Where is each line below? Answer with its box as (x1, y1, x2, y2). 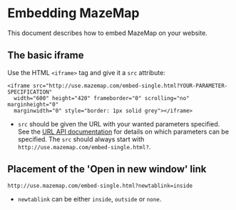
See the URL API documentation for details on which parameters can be (17, 127, 230, 136)
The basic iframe (7, 49, 84, 61)
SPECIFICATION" (7, 88, 53, 96)
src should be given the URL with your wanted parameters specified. (17, 119, 220, 128)
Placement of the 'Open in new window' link (7, 163, 207, 176)
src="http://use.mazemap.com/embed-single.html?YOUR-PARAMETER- (33, 82, 228, 89)
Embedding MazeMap (7, 5, 140, 21)
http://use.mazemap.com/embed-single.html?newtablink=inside (7, 182, 193, 189)
